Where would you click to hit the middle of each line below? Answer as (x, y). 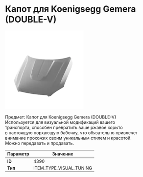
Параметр (18, 154)
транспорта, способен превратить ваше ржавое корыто (64, 127)
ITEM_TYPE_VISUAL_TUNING (63, 168)
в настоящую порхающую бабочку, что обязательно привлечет (71, 133)
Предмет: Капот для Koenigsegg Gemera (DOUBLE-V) (61, 117)
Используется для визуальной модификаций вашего (60, 122)
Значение (63, 154)
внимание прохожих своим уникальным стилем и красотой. (69, 138)
